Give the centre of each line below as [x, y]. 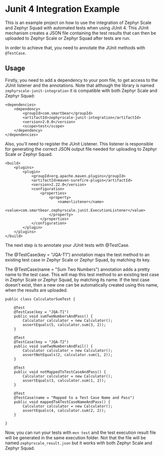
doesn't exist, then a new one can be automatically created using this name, [82, 285]
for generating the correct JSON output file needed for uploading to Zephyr [81, 149]
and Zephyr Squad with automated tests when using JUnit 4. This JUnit [77, 27]
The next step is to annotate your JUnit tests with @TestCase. [67, 245]
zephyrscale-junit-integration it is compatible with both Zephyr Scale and [81, 90]
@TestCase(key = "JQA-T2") [41, 342]
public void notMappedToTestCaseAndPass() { [60, 372]
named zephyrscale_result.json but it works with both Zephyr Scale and [79, 443]
